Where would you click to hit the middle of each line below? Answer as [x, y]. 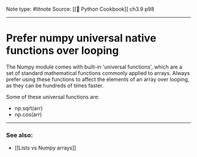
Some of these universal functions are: [53, 97]
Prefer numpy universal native [81, 38]
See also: [20, 135]
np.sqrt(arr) [28, 108]
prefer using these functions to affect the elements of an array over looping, [98, 79]
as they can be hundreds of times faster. [55, 86]
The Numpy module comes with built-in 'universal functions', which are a [94, 67]
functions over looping [62, 51]
